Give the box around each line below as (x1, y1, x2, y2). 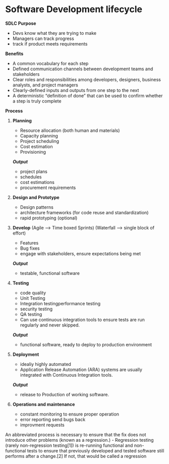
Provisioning (20, 149, 46, 155)
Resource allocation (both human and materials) (20, 127, 120, 133)
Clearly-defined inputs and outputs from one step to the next (12, 87, 139, 93)
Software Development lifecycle (5, 4, 143, 15)
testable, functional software (20, 270, 80, 276)
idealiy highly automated (20, 361, 72, 367)
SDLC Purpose (5, 20, 36, 26)
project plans (20, 168, 48, 174)
